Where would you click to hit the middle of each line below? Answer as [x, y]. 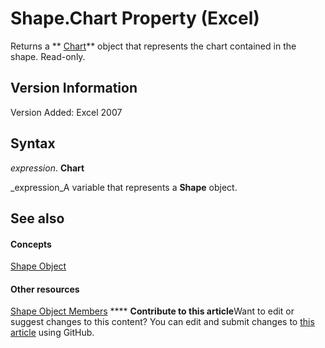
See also [37, 218]
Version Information [74, 88]
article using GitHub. [52, 333]
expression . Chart [47, 168]
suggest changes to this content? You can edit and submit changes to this [162, 322]
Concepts [31, 244]
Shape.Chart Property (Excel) [135, 18]
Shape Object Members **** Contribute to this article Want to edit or [152, 311]
